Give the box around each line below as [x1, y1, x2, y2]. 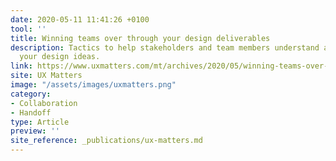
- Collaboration [10, 98, 78, 108]
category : [10, 89, 52, 99]
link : [10, 61, 33, 71]
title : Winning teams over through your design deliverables [10, 33, 271, 43]
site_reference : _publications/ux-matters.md [10, 136, 203, 146]
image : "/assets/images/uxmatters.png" [10, 80, 177, 90]
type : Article [10, 117, 70, 127]
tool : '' [10, 24, 47, 34]
